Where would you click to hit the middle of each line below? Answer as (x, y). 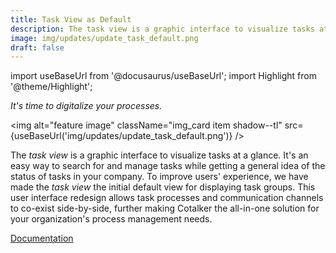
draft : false (37, 47)
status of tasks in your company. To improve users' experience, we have (159, 177)
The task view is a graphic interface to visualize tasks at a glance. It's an (159, 155)
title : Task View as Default (71, 19)
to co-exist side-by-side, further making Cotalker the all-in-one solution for (165, 208)
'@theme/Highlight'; (51, 87)
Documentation (42, 238)
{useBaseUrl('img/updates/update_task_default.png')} (121, 136)
